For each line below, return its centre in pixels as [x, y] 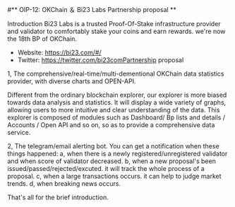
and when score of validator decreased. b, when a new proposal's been [112, 161]
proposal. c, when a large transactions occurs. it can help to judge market [114, 176]
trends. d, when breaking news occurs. [64, 184]
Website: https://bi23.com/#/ [59, 52]
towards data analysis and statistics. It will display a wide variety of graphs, [117, 102]
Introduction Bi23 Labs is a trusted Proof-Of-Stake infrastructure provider [114, 24]
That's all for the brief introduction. [58, 197]
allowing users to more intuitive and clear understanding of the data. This [114, 110]
